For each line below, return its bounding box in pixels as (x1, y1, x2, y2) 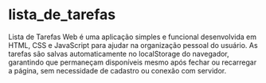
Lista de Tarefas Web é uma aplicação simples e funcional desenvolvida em (8, 32, 257, 41)
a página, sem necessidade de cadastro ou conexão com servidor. (8, 65, 227, 75)
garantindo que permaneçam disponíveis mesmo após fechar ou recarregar (8, 57, 257, 67)
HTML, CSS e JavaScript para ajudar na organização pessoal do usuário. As (8, 40, 258, 49)
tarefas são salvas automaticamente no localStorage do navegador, (8, 49, 229, 58)
